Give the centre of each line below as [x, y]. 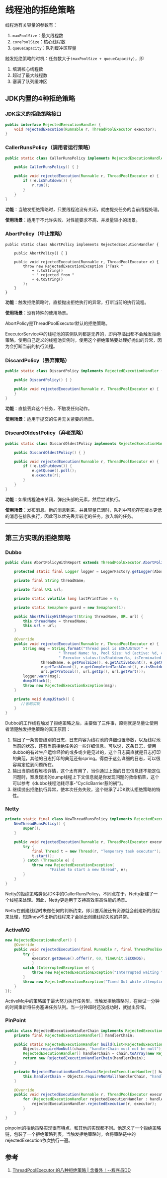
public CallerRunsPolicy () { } [46, 167]
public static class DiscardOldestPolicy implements [61, 443]
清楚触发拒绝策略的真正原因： [40, 729]
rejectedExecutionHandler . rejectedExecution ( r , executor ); [94, 1104]
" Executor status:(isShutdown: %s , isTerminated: [111, 658]
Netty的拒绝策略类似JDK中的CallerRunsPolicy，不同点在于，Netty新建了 [79, 894]
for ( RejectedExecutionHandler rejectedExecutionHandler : [85, 1099]
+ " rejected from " [53, 275]
